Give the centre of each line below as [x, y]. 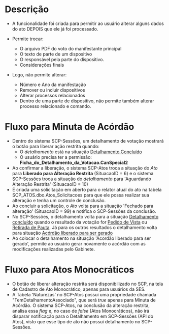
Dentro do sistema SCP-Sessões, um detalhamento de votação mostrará [88, 141]
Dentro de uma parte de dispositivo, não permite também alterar [87, 101]
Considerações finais [42, 65]
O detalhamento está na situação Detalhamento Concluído [81, 152]
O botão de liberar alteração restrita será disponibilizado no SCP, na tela [88, 284]
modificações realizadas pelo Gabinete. [53, 249]
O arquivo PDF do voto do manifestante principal [71, 48]
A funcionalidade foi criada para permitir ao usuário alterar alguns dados [88, 23]
